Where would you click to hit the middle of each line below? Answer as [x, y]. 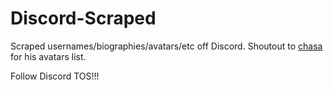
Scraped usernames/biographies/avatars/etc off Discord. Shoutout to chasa [166, 46]
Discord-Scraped [83, 18]
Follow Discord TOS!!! [55, 76]
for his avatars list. [48, 56]
